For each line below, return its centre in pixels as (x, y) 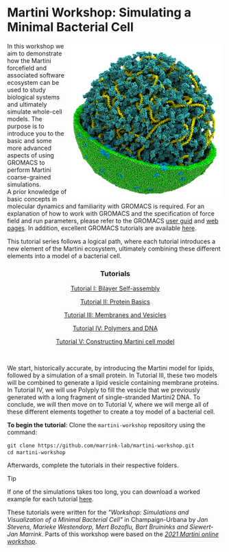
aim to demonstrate (35, 53)
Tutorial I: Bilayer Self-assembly (115, 288)
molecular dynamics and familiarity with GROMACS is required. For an (106, 206)
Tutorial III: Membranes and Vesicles (115, 315)
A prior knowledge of (37, 191)
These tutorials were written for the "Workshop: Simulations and (98, 512)
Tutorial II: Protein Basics (115, 302)
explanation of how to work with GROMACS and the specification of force (111, 213)
